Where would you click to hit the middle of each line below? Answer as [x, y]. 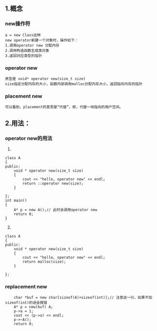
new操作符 [18, 24]
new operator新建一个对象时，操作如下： [42, 40]
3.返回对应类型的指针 [24, 56]
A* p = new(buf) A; [34, 307]
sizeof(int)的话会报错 [26, 303]
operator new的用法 [29, 138]
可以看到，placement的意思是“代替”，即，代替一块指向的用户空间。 [64, 107]
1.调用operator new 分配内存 [32, 45]
